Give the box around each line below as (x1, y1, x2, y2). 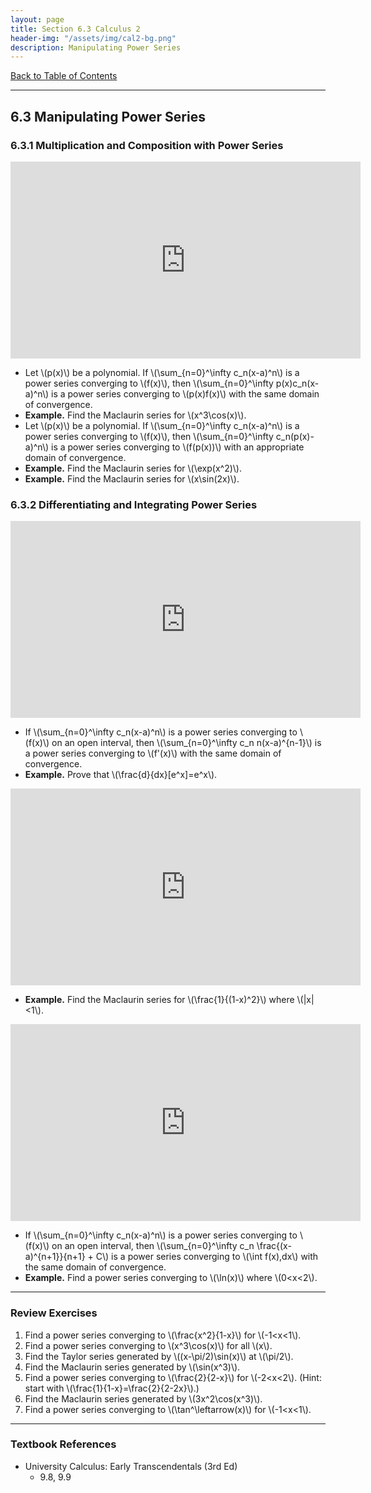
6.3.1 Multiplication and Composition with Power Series (10, 138, 284, 152)
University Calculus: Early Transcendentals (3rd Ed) (24, 1460, 238, 1472)
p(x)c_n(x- (275, 377, 320, 389)
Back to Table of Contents (10, 70, 118, 82)
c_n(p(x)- (275, 430, 315, 442)
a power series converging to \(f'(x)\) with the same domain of (24, 747, 282, 760)
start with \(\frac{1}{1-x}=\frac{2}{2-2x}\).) (24, 1382, 200, 1394)
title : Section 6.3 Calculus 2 (10, 24, 141, 34)
